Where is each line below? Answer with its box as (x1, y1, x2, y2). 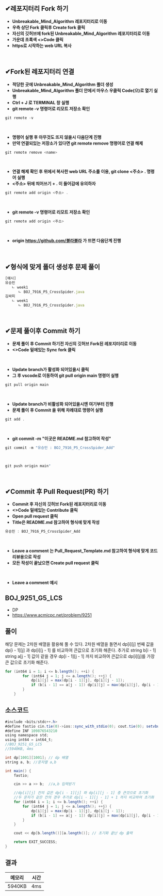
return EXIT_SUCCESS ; (14, 840, 57, 845)
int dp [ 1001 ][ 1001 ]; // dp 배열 (5, 755, 69, 760)
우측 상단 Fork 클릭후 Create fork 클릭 (12, 24, 85, 30)
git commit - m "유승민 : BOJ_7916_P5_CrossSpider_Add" (5, 445, 115, 450)
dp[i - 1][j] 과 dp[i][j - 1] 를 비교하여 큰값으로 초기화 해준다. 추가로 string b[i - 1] (5, 647, 156, 653)
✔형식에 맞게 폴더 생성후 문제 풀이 (5, 262, 100, 271)
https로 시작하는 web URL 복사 (12, 43, 72, 49)
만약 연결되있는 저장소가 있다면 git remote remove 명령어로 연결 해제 (12, 140, 143, 146)
